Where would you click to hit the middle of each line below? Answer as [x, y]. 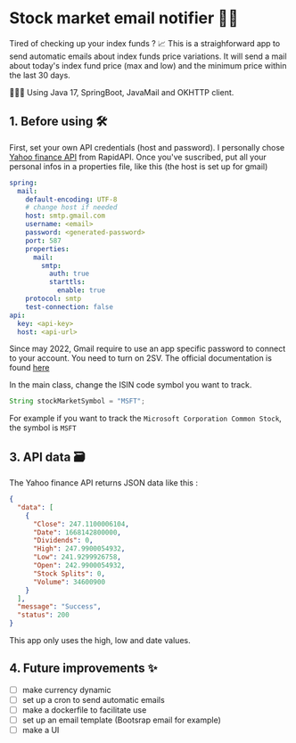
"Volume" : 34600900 [69, 582]
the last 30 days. [40, 75]
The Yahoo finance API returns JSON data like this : [104, 483]
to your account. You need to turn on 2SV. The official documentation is [140, 358]
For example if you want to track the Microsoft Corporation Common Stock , [146, 419]
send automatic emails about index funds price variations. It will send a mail [148, 56]
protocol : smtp [53, 298]
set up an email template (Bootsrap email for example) [121, 720]
